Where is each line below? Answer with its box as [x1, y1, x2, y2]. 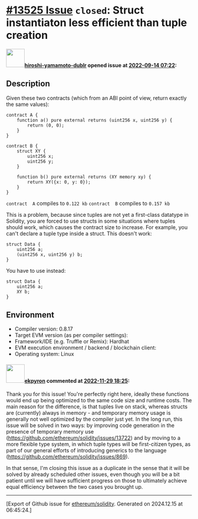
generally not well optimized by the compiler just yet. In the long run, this [6, 415, 183, 422]
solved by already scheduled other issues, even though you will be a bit [6, 471, 180, 478]
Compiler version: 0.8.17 [14, 325, 73, 333]
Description [6, 79, 50, 89]
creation [6, 29, 48, 42]
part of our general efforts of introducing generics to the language [6, 447, 167, 454]
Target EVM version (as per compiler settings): [14, 332, 128, 339]
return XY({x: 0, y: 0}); [27, 179, 91, 185]
